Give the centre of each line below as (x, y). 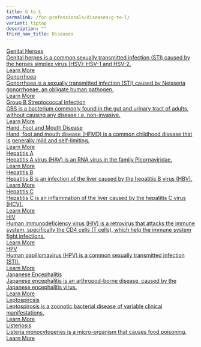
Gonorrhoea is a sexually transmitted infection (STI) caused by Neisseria (96, 83)
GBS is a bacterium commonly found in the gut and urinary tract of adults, (97, 109)
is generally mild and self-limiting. (48, 140)
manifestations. (25, 313)
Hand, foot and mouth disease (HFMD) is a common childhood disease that (99, 134)
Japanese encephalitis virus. (41, 287)
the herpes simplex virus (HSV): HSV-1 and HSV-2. (69, 64)
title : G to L (24, 12)
